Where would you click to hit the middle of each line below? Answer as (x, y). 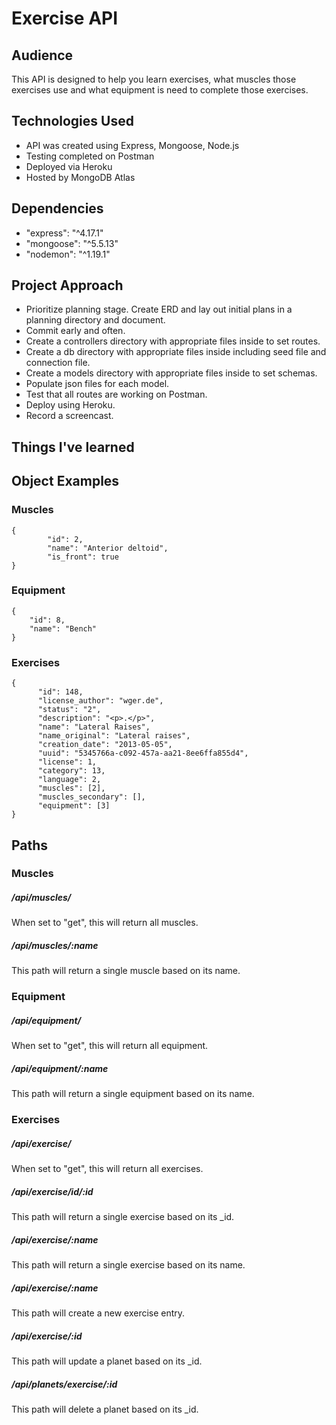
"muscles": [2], (71, 788)
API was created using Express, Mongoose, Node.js (132, 145)
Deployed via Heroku (69, 166)
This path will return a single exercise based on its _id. (123, 1217)
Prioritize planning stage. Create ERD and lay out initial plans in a (159, 309)
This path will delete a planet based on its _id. (105, 1409)
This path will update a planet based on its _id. (107, 1361)
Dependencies (57, 208)
